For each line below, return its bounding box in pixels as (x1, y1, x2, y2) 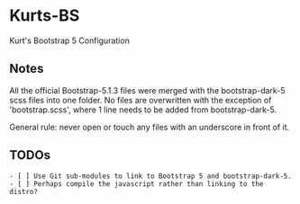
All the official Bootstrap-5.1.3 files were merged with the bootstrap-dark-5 (9, 84, 286, 95)
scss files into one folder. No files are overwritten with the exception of (9, 94, 272, 105)
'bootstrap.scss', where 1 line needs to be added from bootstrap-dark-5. (9, 104, 277, 115)
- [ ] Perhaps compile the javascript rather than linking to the (9, 179, 264, 189)
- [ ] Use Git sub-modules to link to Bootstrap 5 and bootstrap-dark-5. (9, 172, 293, 181)
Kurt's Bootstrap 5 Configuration (9, 35, 131, 46)
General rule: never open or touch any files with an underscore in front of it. (9, 121, 290, 132)
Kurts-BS (9, 5, 80, 26)
